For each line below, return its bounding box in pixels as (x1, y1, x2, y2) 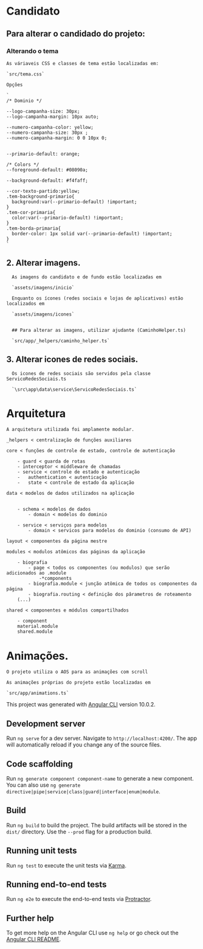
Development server (6, 719, 86, 729)
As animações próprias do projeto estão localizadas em (6, 680, 151, 686)
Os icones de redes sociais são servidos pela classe (12, 370, 151, 376)
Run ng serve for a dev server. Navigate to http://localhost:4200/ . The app (6, 734, 198, 742)
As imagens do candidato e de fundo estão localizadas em (12, 274, 162, 280)
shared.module (17, 629, 53, 635)
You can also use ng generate (6, 781, 81, 789)
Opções (6, 81, 23, 88)
